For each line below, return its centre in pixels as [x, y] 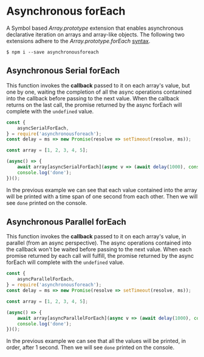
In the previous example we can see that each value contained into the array [102, 190]
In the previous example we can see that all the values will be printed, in [96, 341]
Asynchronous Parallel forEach [66, 222]
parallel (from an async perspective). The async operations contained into [99, 243]
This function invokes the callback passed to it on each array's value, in [96, 237]
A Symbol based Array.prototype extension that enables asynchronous [95, 28]
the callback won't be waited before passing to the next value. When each [99, 249]
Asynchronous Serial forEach [63, 71]
